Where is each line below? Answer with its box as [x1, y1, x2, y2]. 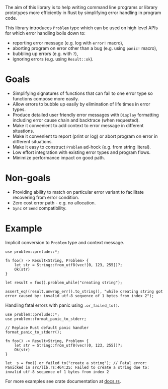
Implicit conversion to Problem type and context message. [5, 239, 125, 245]
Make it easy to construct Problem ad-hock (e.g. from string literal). [12, 144, 151, 150]
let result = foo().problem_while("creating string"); [5, 280, 123, 285]
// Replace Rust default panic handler [5, 325, 89, 330]
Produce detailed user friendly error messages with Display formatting [12, 112, 159, 118]
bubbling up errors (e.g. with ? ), [12, 50, 78, 57]
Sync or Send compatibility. [12, 205, 67, 211]
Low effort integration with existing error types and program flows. [12, 149, 151, 155]
